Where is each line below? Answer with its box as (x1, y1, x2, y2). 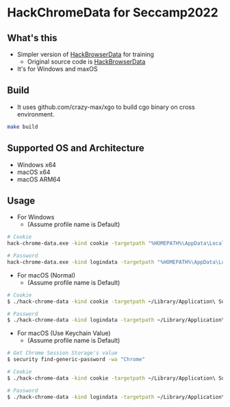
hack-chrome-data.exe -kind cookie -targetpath (7, 240, 146, 247)
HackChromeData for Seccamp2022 (7, 5, 219, 21)
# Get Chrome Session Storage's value (7, 349, 118, 357)
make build (7, 123, 38, 130)
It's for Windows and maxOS (16, 65, 98, 73)
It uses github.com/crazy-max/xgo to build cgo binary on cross (16, 103, 195, 111)
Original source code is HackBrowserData (27, 58, 146, 66)
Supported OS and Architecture (7, 143, 145, 154)
